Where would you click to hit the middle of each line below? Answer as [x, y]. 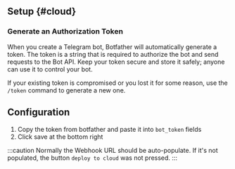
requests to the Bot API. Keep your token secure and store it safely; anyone [116, 62]
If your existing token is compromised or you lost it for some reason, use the [118, 83]
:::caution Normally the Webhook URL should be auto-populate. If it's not [113, 150]
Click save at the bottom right [60, 137]
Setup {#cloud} [42, 12]
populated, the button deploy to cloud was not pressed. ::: [93, 158]
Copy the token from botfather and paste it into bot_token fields [109, 129]
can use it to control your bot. [50, 69]
